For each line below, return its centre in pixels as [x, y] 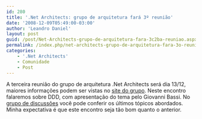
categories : [21, 51]
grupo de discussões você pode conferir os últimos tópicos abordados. [95, 103]
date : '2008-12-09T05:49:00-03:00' [51, 23]
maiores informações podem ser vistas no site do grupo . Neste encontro [96, 91]
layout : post [23, 34]
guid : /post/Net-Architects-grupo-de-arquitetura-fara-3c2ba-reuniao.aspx [102, 39]
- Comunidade [33, 62]
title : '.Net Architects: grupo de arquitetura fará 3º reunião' [90, 17]
